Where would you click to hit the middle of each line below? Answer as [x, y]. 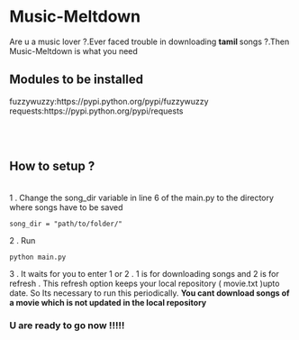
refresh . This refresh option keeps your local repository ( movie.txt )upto [145, 283]
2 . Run [23, 240]
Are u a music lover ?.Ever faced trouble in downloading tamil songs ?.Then [149, 41]
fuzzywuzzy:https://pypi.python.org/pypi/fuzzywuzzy [109, 101]
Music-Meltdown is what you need [73, 51]
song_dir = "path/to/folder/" [66, 224]
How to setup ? [52, 166]
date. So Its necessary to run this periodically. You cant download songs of [149, 293]
